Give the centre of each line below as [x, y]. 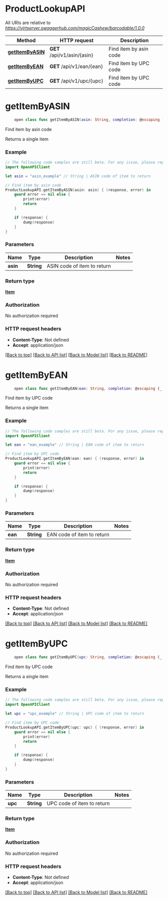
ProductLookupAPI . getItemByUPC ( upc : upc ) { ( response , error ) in [75, 727]
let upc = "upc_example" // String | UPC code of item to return [74, 714]
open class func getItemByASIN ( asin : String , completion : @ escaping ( [89, 119]
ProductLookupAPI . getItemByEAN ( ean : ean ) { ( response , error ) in [75, 459]
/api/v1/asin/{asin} [71, 55]
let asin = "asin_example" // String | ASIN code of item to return [78, 176]
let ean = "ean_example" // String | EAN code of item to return [74, 445]
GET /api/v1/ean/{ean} [76, 66]
